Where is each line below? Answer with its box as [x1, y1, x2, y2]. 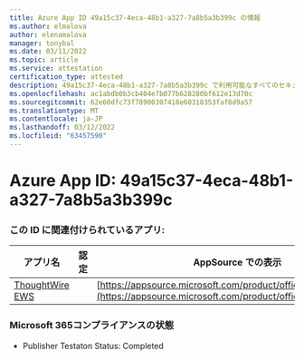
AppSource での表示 [193, 256, 282, 268]
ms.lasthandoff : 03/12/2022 [9, 123, 116, 132]
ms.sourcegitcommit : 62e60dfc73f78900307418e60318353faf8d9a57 [9, 97, 253, 107]
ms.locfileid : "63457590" [9, 131, 107, 141]
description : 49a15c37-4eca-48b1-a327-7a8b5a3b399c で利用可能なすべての [9, 81, 279, 90]
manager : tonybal [9, 38, 75, 48]
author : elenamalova [9, 30, 88, 39]
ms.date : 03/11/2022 [9, 47, 88, 56]
